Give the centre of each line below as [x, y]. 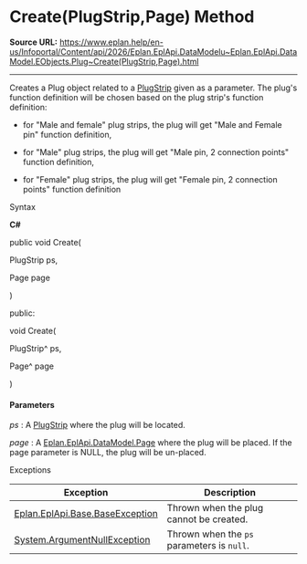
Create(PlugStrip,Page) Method [132, 17]
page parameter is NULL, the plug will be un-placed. [108, 453]
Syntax [23, 206]
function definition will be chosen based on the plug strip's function [137, 97]
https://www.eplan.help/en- [111, 42]
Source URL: [33, 42]
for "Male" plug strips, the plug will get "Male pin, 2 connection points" [156, 151]
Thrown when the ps [210, 534]
